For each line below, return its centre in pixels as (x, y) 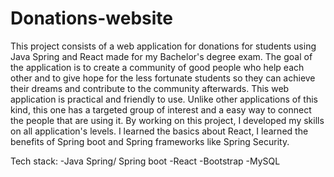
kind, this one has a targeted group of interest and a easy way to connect (161, 109)
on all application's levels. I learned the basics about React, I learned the (159, 131)
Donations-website (91, 18)
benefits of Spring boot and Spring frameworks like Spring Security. (150, 141)
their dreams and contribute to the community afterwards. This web (150, 88)
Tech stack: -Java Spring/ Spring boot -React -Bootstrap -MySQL (145, 161)
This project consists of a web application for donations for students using (163, 46)
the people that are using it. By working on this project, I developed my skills (167, 120)
